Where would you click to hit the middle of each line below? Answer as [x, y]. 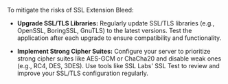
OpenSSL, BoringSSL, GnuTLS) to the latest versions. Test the [104, 31]
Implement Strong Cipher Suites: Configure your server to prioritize [114, 51]
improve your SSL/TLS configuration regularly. [83, 73]
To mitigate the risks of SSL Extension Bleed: [70, 10]
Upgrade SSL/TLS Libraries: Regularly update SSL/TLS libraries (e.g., [116, 23]
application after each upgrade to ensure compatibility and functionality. [119, 38]
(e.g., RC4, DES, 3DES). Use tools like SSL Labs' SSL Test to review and [118, 66]
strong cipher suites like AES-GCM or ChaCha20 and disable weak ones [119, 59]
